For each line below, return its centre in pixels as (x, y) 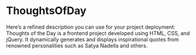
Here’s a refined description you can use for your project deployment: (91, 27)
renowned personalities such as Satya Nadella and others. (77, 46)
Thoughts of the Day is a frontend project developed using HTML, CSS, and (98, 33)
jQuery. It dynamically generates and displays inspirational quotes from (92, 39)
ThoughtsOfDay (46, 11)
